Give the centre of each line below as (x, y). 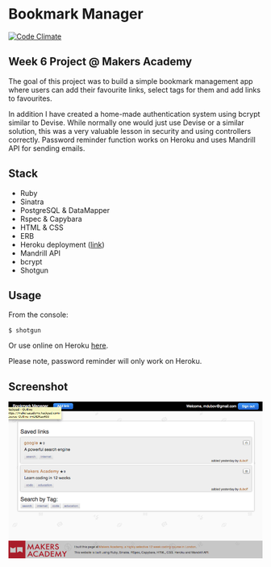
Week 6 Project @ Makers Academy (100, 62)
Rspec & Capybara (51, 219)
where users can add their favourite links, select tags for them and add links (134, 90)
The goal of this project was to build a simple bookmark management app (131, 81)
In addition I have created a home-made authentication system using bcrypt (134, 114)
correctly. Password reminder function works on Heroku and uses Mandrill (132, 140)
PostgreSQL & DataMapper (65, 210)
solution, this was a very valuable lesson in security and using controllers (130, 131)
